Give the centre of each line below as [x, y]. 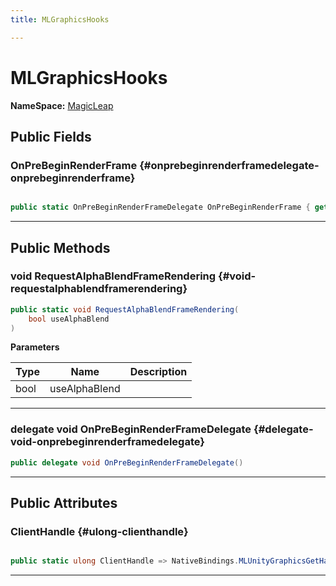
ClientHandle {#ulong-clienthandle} [99, 531]
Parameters [35, 347]
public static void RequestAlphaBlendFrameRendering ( [125, 309]
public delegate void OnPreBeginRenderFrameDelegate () [127, 462]
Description [158, 372]
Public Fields [51, 136]
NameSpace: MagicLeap [62, 105]
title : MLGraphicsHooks [60, 19]
